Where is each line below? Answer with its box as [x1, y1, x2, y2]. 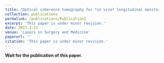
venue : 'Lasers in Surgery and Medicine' [5, 30, 91, 35]
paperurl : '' [5, 35, 32, 40]
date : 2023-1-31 [5, 25, 38, 30]
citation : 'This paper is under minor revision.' [5, 39, 108, 44]
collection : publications [5, 12, 58, 17]
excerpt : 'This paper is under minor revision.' [5, 21, 106, 26]
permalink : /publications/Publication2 [5, 16, 86, 21]
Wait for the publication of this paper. [5, 52, 82, 58]
